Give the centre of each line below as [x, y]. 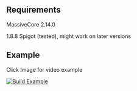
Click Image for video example [44, 69]
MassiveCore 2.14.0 [31, 24]
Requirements [33, 10]
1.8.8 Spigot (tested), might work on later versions [69, 36]
